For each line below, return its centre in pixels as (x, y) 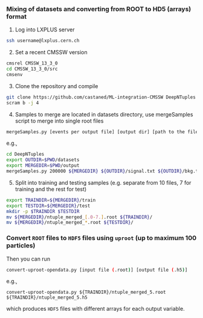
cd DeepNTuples (25, 154)
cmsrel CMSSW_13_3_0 (32, 63)
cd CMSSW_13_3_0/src (32, 69)
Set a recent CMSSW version (51, 52)
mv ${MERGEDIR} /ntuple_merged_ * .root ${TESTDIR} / (70, 223)
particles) (21, 246)
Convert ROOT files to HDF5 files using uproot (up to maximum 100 (101, 238)
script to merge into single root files (59, 121)
